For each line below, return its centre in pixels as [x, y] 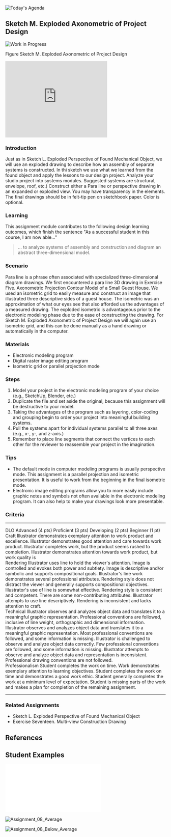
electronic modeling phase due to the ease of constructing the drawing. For [84, 315]
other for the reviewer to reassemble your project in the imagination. [84, 444]
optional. [15, 202]
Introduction [21, 148]
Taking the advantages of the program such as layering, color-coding [85, 412]
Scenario [17, 266]
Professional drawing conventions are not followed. [59, 660]
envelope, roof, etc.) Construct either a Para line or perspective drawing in [83, 186]
